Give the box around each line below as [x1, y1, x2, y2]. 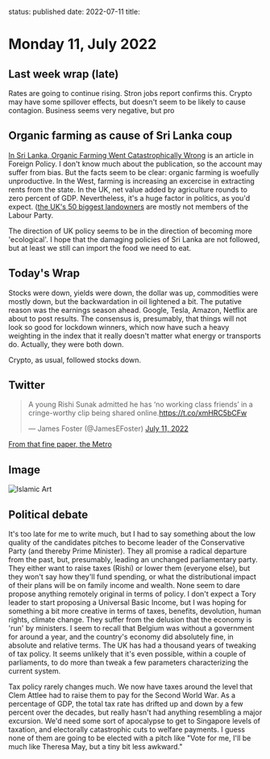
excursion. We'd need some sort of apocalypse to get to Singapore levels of [8, 716, 260, 726]
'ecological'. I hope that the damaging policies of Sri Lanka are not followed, [8, 234, 260, 244]
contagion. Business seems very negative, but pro [8, 106, 175, 115]
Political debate [8, 507, 89, 521]
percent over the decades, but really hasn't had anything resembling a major [8, 707, 263, 717]
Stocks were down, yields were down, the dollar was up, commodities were [8, 288, 259, 298]
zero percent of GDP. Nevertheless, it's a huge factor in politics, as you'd [8, 193, 251, 202]
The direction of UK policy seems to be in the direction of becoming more [8, 226, 252, 236]
